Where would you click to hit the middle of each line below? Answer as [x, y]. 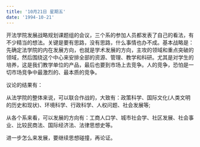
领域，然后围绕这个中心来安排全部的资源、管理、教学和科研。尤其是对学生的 [100, 57]
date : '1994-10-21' [30, 17]
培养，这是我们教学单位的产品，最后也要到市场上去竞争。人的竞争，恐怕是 [97, 65]
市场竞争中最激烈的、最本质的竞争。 [55, 72]
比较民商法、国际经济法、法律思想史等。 [66, 125]
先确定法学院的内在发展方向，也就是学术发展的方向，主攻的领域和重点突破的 [100, 50]
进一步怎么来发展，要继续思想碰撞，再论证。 [61, 137]
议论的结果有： [24, 85]
